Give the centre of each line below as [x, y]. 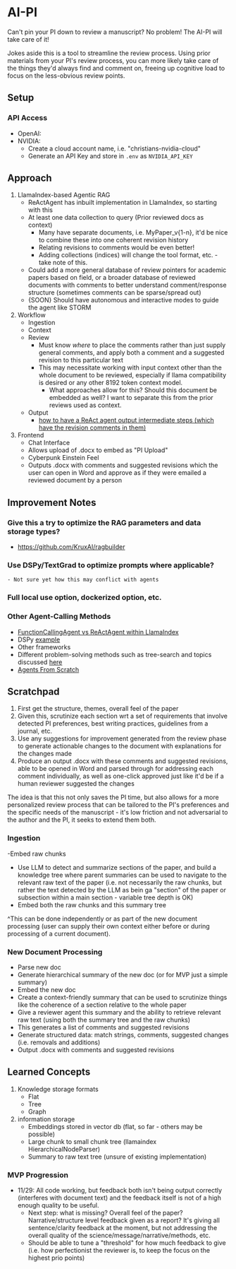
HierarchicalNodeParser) [64, 1149]
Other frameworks [44, 647]
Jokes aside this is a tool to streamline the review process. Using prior [109, 53]
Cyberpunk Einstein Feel [63, 458]
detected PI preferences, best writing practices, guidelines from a [113, 724]
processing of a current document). [59, 933]
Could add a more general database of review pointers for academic [127, 270]
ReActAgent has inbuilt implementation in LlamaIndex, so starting [122, 203]
